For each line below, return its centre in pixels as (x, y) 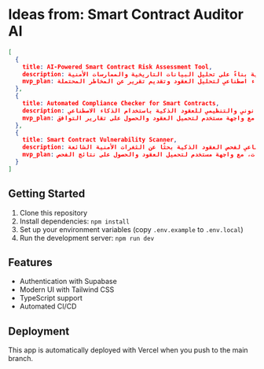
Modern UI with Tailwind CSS (67, 290)
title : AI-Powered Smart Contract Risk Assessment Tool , (117, 67)
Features (30, 262)
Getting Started (47, 194)
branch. (21, 359)
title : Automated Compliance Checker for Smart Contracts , (121, 104)
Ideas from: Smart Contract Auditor (126, 15)
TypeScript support (51, 298)
